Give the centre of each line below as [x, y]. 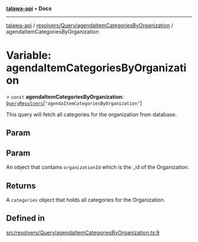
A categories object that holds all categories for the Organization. [86, 200]
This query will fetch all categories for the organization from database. [91, 114]
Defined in [26, 218]
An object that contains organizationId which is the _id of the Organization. [98, 167]
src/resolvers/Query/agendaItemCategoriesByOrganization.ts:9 [83, 233]
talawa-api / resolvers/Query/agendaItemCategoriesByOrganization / [90, 25]
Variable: [29, 56]
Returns [21, 186]
